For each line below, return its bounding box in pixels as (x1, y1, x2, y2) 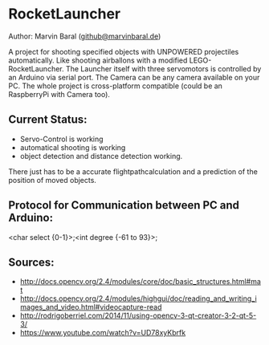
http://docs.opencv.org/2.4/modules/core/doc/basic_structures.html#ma (19, 277, 261, 286)
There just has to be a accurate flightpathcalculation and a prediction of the (8, 166, 259, 177)
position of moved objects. (8, 175, 96, 185)
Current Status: (8, 113, 88, 127)
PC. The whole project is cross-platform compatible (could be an (8, 81, 223, 91)
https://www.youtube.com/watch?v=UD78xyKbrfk (19, 328, 186, 338)
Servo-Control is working (19, 134, 104, 144)
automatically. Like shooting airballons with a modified (8, 55, 188, 65)
